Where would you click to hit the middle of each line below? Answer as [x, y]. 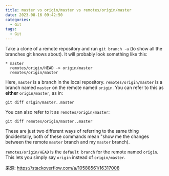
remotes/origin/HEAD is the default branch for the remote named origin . [82, 152]
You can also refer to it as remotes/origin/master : [58, 112]
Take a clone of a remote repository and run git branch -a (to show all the [84, 49]
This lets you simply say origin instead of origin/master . [65, 157]
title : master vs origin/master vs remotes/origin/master [68, 10]
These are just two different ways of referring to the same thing [72, 131]
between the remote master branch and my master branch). [68, 142]
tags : [11, 29]
